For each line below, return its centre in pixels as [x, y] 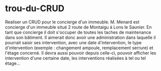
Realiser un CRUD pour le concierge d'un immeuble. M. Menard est [72, 22]
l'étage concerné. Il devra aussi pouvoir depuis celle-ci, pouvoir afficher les [81, 53]
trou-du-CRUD [35, 9]
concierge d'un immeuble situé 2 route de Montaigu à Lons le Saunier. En [78, 27]
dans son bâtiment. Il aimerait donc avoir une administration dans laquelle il [80, 37]
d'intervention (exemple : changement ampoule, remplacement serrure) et [79, 48]
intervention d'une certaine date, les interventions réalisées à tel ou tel [75, 58]
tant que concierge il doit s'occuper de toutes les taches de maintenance [78, 32]
